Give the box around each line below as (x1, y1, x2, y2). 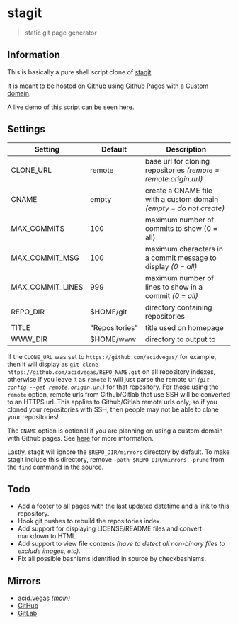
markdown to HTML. (17, 532, 78, 540)
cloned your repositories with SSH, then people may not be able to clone (7, 405, 220, 414)
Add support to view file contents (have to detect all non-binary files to (17, 540, 225, 548)
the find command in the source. (7, 463, 104, 471)
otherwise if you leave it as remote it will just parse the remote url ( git (7, 375, 210, 383)
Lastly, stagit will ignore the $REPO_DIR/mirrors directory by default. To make (7, 448, 230, 456)
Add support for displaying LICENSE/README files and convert (17, 524, 203, 533)
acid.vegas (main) (17, 594, 71, 603)
